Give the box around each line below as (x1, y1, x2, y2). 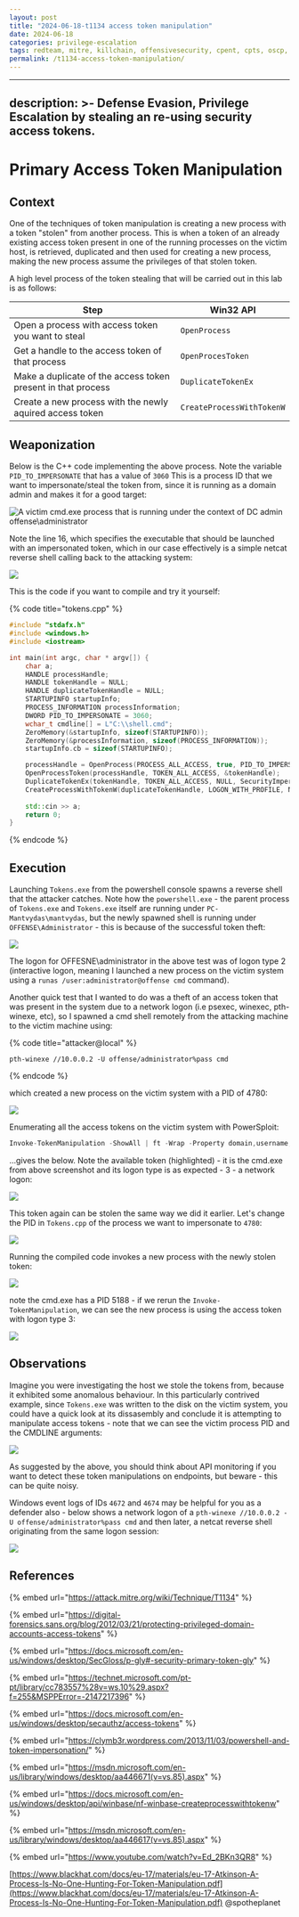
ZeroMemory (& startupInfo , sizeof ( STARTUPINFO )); (25, 728, 209, 737)
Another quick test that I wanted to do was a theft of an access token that (9, 992, 279, 1003)
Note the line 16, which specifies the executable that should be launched (9, 534, 275, 544)
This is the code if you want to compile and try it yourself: (9, 586, 221, 597)
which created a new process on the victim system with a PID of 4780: (9, 1088, 269, 1098)
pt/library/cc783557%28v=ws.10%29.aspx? (9, 1681, 169, 1693)
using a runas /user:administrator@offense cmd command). (9, 975, 230, 985)
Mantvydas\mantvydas (9, 914, 86, 923)
